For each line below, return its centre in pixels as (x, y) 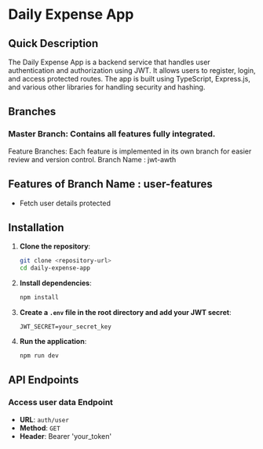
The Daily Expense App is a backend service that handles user (109, 62)
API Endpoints (44, 380)
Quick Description (53, 43)
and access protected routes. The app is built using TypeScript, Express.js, (130, 79)
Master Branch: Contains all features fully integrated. (112, 134)
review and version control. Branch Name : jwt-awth (92, 159)
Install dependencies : (55, 283)
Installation (36, 228)
